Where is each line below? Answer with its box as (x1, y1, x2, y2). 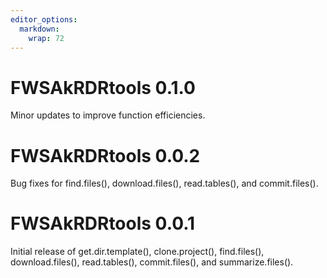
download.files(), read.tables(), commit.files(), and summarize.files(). (10, 256, 294, 268)
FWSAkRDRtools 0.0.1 (10, 212, 196, 235)
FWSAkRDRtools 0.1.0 (10, 76, 196, 99)
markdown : (19, 24, 60, 34)
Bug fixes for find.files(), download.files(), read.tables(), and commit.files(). (10, 177, 319, 190)
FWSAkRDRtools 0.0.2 (10, 144, 201, 167)
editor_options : (10, 14, 78, 25)
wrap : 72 (28, 33, 65, 43)
